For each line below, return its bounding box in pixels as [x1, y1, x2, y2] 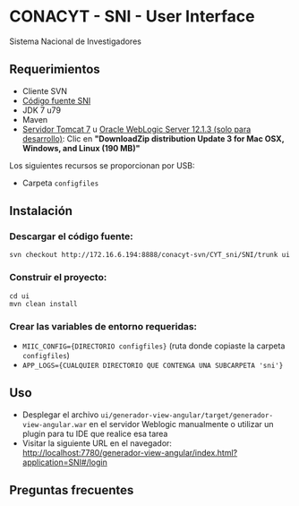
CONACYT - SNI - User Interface [9, 6, 255, 27]
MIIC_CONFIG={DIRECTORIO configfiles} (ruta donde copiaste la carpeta [21, 340, 286, 351]
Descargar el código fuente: [9, 230, 134, 243]
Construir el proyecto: [9, 271, 107, 284]
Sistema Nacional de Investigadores [9, 36, 141, 47]
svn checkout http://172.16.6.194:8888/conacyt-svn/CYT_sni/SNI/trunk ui [9, 251, 291, 260]
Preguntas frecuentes [9, 483, 134, 498]
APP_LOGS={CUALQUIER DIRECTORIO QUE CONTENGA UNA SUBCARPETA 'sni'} [21, 361, 284, 371]
